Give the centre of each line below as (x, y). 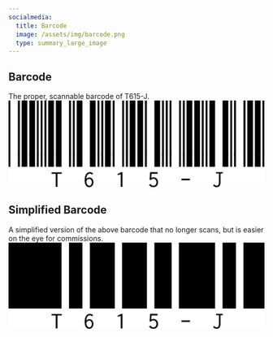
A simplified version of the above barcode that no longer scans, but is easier (136, 229)
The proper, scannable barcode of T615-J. (79, 97)
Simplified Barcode (58, 210)
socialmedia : (30, 17)
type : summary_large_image (61, 43)
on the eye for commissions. (56, 238)
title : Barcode (41, 26)
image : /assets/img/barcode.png (71, 34)
